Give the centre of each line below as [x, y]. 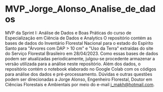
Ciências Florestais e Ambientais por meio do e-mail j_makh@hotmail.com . [80, 84]
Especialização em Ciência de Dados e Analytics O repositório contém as [79, 38]
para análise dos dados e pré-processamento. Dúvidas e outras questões [79, 74]
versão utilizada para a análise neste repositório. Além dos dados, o [73, 64]
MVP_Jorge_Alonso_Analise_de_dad [80, 9]
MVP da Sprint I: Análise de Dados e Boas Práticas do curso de [68, 33]
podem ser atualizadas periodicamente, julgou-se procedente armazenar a [80, 58]
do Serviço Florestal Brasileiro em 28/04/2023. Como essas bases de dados [81, 53]
